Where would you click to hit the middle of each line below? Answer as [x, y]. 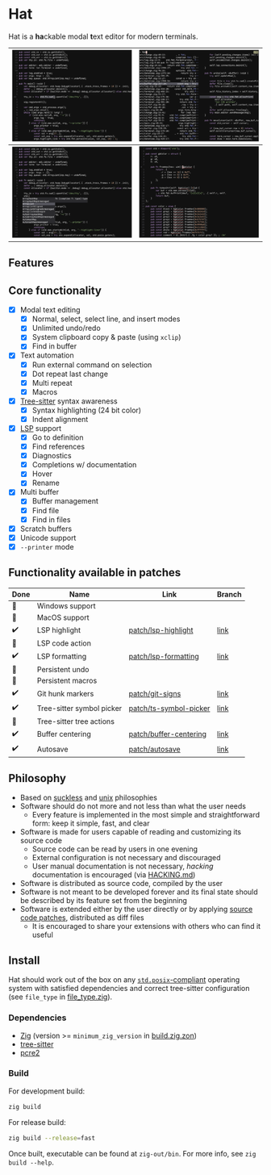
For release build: [37, 1122]
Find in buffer [54, 346]
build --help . [31, 1162]
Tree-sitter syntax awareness [69, 401]
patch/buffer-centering [168, 734]
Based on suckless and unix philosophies [88, 798]
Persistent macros [67, 680]
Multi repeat [52, 383]
